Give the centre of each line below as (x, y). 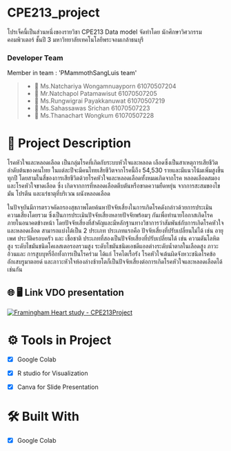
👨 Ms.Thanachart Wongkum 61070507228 (94, 116)
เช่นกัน (15, 270)
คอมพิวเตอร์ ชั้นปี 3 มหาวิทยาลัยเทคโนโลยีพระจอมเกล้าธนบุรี (76, 39)
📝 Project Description (69, 143)
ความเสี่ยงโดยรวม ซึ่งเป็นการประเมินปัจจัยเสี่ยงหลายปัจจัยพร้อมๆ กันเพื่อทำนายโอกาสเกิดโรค (110, 215)
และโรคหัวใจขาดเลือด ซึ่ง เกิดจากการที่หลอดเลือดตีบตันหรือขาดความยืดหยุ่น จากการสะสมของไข (114, 186)
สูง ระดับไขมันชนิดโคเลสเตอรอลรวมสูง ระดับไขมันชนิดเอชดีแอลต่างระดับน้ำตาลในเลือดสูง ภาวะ (113, 246)
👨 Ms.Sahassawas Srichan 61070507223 (92, 108)
